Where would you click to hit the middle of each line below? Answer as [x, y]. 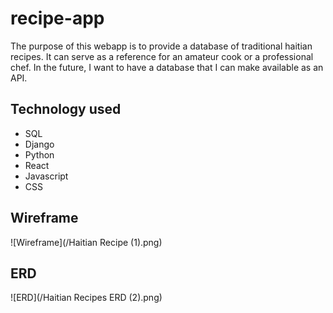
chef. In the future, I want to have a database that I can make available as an [167, 67]
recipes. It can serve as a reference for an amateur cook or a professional [162, 56]
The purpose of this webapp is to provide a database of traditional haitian [161, 46]
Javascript [46, 176]
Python [39, 154]
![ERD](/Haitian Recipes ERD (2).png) [86, 298]
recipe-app [57, 18]
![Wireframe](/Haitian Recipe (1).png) [86, 242]
